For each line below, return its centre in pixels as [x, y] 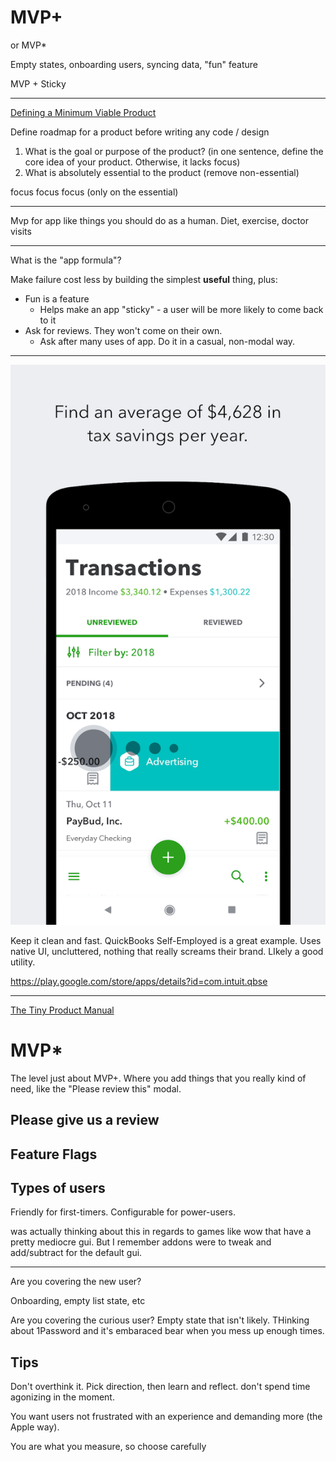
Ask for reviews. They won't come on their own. [123, 330]
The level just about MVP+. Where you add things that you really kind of [158, 1078]
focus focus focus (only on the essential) [94, 192]
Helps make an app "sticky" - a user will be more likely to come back [181, 309]
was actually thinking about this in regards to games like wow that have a [161, 1232]
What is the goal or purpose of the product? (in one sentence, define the [174, 151]
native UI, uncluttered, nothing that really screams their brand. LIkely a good [167, 951]
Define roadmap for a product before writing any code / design [140, 132]
